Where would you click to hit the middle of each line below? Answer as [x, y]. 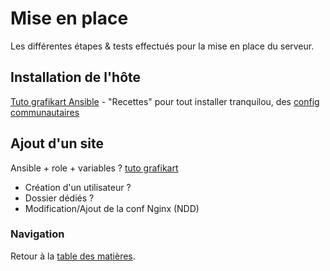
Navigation [37, 234]
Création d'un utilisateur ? [78, 187]
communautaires [45, 112]
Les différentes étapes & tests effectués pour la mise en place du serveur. [162, 46]
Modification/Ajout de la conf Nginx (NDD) [112, 208]
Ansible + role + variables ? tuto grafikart [94, 168]
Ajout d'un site [57, 143]
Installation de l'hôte [76, 77]
